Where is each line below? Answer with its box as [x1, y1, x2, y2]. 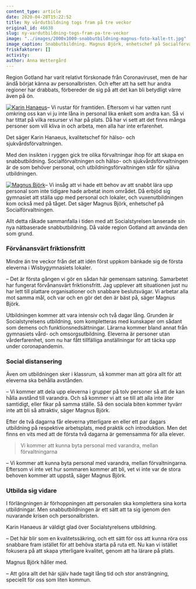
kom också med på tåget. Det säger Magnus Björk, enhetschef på [6, 200, 164, 207]
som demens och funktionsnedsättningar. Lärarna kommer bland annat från [6, 324, 188, 331]
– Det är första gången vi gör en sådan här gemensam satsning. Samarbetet [6, 275, 188, 282]
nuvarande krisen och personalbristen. [6, 512, 99, 519]
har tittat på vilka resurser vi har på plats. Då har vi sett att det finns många [6, 116, 185, 123]
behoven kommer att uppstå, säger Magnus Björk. [6, 472, 127, 479]
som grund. [6, 230, 34, 237]
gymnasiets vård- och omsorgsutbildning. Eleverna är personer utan [6, 330, 170, 337]
